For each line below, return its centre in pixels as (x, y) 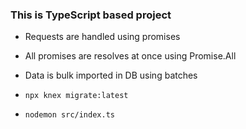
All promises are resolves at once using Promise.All (130, 56)
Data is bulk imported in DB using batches (111, 75)
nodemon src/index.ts (69, 115)
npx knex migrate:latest (76, 96)
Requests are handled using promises (102, 37)
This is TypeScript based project (91, 15)
